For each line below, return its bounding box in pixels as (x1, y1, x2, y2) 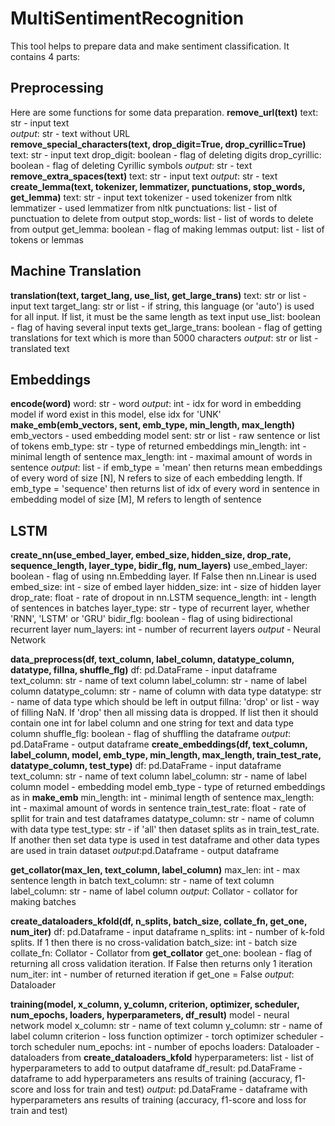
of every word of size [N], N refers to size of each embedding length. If (10, 472, 303, 484)
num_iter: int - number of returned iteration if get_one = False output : (10, 968, 295, 981)
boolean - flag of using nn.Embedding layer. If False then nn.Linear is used (10, 570, 317, 582)
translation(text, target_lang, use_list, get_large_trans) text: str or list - (10, 289, 307, 301)
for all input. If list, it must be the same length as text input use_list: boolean (10, 310, 321, 322)
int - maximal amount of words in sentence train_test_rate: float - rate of (10, 802, 307, 814)
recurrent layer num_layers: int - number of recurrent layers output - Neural (10, 623, 321, 636)
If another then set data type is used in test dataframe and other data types (10, 834, 320, 846)
